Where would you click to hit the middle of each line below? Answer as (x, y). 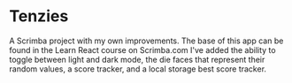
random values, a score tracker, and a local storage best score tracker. (138, 69)
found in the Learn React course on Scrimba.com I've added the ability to (142, 49)
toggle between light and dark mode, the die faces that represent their (137, 59)
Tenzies (39, 16)
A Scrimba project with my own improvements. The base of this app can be (146, 41)
